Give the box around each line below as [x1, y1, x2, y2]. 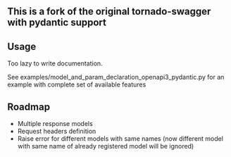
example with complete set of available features [7, 80, 146, 89]
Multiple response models [17, 120, 93, 128]
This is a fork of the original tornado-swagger [7, 6, 211, 18]
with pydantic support [7, 17, 107, 29]
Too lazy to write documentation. [7, 59, 104, 68]
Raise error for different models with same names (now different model [17, 134, 224, 143]
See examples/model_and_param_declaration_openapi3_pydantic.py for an [7, 73, 225, 82]
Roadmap [7, 101, 51, 113]
